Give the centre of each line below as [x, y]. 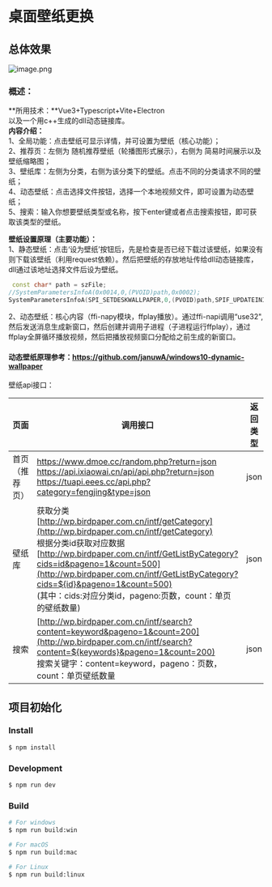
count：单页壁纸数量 [76, 676]
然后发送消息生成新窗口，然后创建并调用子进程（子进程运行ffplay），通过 [130, 326]
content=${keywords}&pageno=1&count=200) [126, 652]
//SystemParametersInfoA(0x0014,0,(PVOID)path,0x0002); [104, 292]
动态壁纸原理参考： [40, 356]
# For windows [32, 823]
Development [36, 768]
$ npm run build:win [43, 830]
